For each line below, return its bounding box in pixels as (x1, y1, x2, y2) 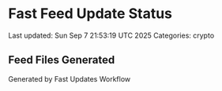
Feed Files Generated (8, 53, 115, 67)
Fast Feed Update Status (8, 5, 172, 23)
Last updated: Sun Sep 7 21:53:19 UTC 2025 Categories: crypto (8, 31, 215, 40)
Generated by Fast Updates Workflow (8, 74, 131, 83)
